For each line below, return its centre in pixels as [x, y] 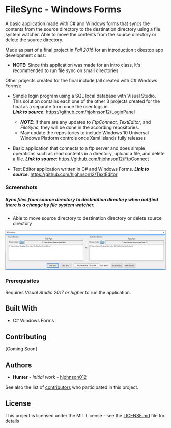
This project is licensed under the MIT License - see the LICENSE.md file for [85, 415]
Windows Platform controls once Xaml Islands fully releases [83, 138]
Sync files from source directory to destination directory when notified [82, 200]
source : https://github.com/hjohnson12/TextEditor [65, 174]
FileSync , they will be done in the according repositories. [80, 127]
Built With [21, 308]
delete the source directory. [34, 40]
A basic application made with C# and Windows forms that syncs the [78, 23]
